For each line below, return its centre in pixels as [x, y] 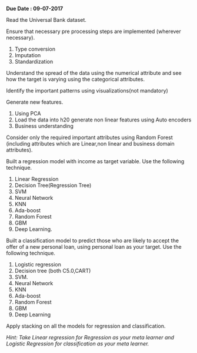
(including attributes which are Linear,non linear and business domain [90, 143]
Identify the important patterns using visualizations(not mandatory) [87, 90]
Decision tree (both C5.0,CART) [53, 271]
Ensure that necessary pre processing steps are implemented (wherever [94, 31]
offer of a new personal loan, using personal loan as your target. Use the [94, 247]
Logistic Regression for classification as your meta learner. [78, 344]
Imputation [28, 55]
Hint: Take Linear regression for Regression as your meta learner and [90, 337]
